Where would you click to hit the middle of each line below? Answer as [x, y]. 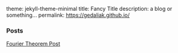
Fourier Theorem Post [33, 44]
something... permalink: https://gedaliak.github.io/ [68, 15]
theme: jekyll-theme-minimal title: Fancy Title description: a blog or [89, 9]
